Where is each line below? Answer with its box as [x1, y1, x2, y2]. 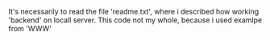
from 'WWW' [8, 24, 52, 33]
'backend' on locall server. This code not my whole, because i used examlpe [8, 15, 263, 25]
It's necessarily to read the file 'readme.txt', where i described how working [8, 7, 260, 16]
